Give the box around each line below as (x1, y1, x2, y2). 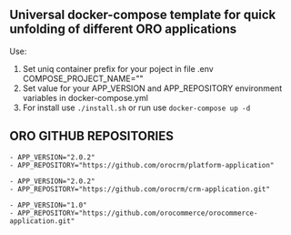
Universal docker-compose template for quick (9, 7, 276, 23)
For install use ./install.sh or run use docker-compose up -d (22, 102, 251, 113)
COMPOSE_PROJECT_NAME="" (22, 73, 144, 84)
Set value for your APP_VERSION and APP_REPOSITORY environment (22, 82, 283, 94)
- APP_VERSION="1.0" (9, 200, 88, 209)
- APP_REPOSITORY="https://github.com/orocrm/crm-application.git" (9, 184, 271, 194)
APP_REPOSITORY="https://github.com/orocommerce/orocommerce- (17, 209, 258, 218)
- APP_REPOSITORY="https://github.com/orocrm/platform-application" (9, 160, 275, 169)
